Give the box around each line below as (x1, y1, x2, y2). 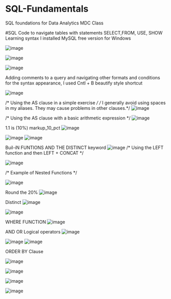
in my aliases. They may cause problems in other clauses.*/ (5, 105, 130, 111)
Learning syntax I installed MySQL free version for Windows (5, 35, 131, 41)
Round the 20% (5, 189, 38, 195)
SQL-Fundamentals (5, 3, 89, 15)
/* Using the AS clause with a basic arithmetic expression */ (5, 115, 131, 121)
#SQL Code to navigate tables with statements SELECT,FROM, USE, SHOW (5, 29, 163, 36)
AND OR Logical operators (5, 228, 61, 234)
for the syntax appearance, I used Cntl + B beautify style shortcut (5, 80, 142, 86)
